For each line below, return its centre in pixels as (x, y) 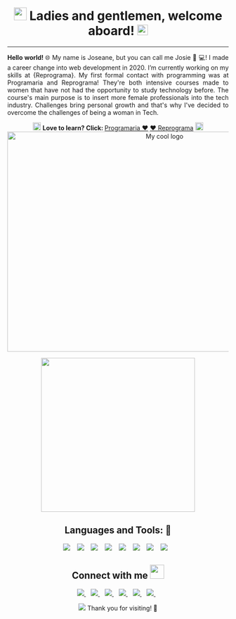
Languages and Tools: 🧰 (118, 531)
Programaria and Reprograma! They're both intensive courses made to (118, 82)
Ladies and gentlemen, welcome (126, 16)
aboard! (111, 31)
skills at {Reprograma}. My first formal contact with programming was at (118, 75)
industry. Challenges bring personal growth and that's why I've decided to (118, 105)
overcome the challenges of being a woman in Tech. (83, 112)
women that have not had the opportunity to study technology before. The (118, 90)
